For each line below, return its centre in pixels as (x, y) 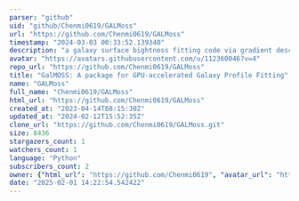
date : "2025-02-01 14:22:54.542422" (77, 183)
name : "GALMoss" (39, 84)
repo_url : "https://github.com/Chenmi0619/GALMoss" (107, 68)
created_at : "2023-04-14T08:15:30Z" (77, 109)
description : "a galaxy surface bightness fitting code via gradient (141, 51)
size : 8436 (29, 133)
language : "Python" (45, 158)
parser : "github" (41, 17)
